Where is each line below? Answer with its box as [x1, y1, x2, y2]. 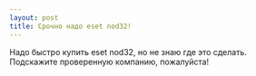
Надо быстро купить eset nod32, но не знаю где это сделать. [9, 46, 248, 57]
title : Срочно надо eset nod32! [9, 22, 132, 31]
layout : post [9, 13, 59, 23]
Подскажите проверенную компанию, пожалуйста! [9, 56, 210, 67]
